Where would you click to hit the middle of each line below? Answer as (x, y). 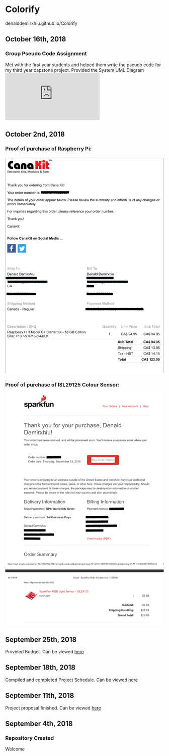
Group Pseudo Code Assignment (46, 54)
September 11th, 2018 (40, 696)
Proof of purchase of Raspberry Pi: (49, 149)
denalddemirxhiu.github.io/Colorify (41, 23)
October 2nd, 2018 (35, 134)
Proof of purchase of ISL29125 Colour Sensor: (62, 384)
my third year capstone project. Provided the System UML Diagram (75, 70)
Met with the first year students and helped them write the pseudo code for (83, 65)
